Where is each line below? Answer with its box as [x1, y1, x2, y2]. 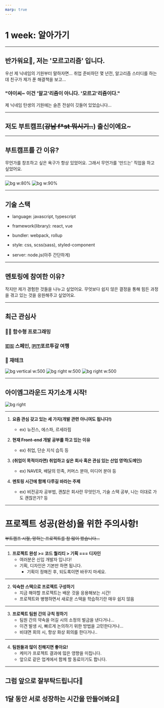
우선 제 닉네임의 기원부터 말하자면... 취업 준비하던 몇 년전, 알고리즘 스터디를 [5, 70, 148, 76]
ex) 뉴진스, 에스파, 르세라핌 [19, 427, 72, 433]
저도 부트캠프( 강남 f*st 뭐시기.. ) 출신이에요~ [5, 123, 131, 131]
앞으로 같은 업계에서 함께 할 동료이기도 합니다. [19, 656, 107, 662]
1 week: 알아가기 [5, 30, 70, 41]
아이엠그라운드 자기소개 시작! [5, 388, 87, 396]
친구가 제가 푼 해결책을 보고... [10, 77, 66, 83]
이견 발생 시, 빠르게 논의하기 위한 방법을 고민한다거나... [19, 623, 123, 629]
